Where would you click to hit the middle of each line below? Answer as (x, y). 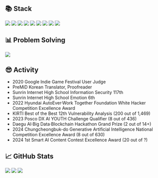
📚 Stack (19, 9)
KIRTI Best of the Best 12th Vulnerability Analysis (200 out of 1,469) (81, 113)
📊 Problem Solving (35, 40)
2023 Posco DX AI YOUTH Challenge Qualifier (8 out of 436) (74, 119)
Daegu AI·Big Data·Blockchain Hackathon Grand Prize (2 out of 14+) (82, 124)
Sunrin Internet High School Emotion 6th (54, 98)
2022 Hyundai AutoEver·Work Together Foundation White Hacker (79, 103)
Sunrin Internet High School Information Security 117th (68, 92)
